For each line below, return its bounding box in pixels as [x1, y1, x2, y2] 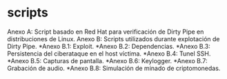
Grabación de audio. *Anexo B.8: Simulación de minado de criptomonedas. [7, 64, 221, 72]
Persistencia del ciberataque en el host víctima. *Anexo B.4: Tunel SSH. [7, 49, 211, 58]
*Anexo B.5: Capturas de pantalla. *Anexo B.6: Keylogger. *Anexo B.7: [7, 56, 208, 65]
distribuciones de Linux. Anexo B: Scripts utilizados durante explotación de [7, 34, 220, 43]
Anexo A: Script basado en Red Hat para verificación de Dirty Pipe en [7, 27, 204, 36]
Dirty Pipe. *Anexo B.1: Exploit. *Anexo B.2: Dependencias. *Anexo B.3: [7, 42, 210, 50]
